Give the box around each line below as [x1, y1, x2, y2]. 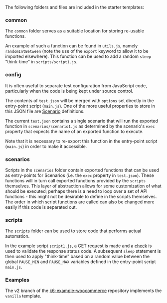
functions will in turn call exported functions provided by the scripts [5, 177, 146, 183]
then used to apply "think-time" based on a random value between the [5, 254, 150, 260]
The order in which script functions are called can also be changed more [5, 199, 155, 205]
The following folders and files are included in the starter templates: [5, 4, 145, 10]
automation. [5, 233, 30, 239]
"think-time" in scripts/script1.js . [5, 59, 78, 65]
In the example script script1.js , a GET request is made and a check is [5, 243, 152, 249]
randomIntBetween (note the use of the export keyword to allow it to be [5, 48, 149, 54]
